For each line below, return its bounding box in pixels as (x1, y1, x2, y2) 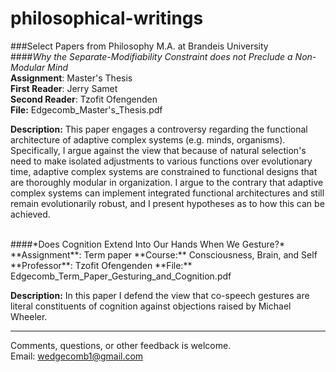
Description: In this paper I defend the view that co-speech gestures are (10, 289, 310, 301)
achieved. (10, 208, 51, 220)
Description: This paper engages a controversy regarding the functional (10, 123, 308, 135)
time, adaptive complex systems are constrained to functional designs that (10, 165, 318, 177)
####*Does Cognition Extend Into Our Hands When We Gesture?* (10, 238, 285, 250)
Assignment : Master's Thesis (10, 72, 133, 84)
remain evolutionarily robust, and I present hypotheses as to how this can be (10, 197, 325, 209)
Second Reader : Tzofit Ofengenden (10, 93, 158, 105)
